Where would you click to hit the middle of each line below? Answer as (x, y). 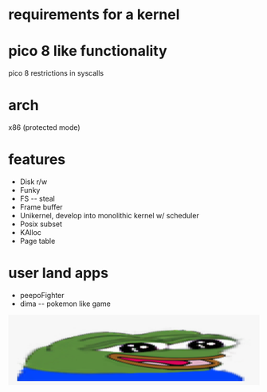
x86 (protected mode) (45, 127)
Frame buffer (41, 207)
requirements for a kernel (94, 15)
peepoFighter (42, 295)
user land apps (59, 273)
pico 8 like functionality (88, 51)
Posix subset (41, 224)
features (37, 160)
